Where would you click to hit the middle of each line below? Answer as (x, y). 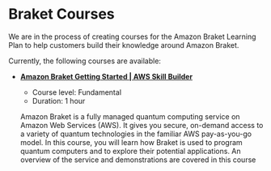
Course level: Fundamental (77, 92)
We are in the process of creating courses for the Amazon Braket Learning (132, 36)
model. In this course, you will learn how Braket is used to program (131, 142)
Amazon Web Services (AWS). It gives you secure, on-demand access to (142, 125)
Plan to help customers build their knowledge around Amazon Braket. (124, 45)
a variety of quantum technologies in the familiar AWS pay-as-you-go (136, 134)
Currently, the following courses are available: (85, 61)
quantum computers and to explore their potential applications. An (130, 151)
